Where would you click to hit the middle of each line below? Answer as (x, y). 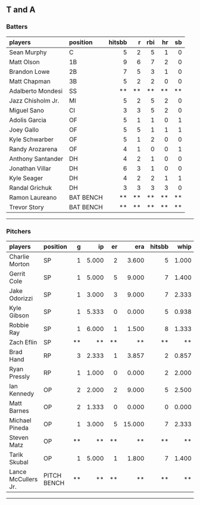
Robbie (19, 325)
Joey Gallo (24, 129)
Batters (17, 27)
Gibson (19, 315)
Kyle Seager (26, 178)
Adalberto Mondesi (36, 91)
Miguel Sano (27, 110)
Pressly (20, 376)
